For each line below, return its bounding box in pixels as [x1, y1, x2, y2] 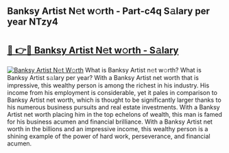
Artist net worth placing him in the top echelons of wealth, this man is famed [7, 111, 223, 118]
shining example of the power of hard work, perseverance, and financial [7, 133, 210, 140]
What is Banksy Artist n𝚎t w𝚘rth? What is [85, 66, 202, 74]
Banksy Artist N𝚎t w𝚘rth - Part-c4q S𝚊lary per [7, 5, 210, 17]
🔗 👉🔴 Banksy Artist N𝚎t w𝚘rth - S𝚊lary [7, 44, 179, 56]
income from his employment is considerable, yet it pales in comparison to [7, 89, 218, 96]
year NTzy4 [7, 16, 58, 28]
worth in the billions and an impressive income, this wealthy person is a [7, 125, 208, 133]
